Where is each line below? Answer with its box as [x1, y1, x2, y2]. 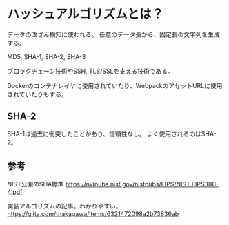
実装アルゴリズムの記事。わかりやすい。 [7, 202, 122, 210]
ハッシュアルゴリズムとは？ [7, 6, 164, 22]
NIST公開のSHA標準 [7, 180, 64, 188]
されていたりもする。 [7, 90, 68, 98]
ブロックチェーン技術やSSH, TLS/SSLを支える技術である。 [7, 67, 174, 75]
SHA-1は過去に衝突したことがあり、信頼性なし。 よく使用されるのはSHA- [7, 129, 217, 138]
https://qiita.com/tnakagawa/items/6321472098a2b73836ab [7, 209, 179, 217]
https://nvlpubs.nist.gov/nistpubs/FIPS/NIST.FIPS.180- [65, 180, 219, 188]
